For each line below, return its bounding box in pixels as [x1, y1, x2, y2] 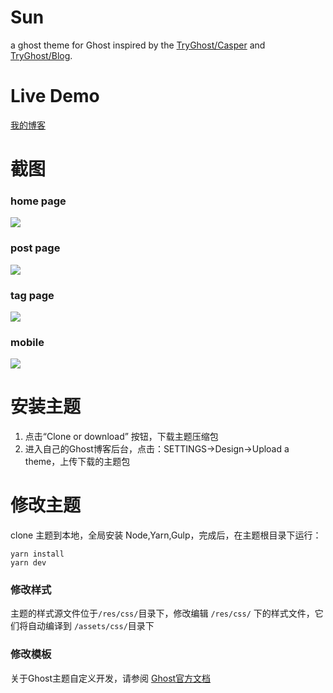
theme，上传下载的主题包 [24, 456, 131, 468]
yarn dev [10, 558, 47, 568]
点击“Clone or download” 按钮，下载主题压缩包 [24, 431, 219, 443]
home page [10, 194, 67, 208]
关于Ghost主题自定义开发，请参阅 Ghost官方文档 [10, 672, 212, 684]
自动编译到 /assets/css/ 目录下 [27, 620, 155, 632]
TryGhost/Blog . [10, 49, 73, 61]
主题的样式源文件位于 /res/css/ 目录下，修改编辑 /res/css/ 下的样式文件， [10, 607, 315, 620]
